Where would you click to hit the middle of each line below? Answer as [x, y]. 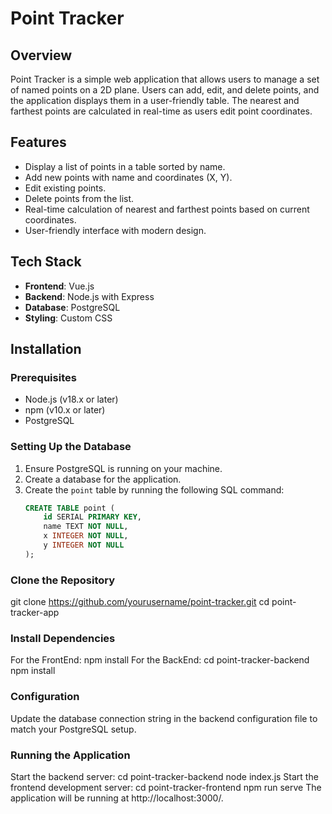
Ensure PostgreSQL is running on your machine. [123, 468]
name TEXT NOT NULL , [86, 527]
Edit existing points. [65, 188]
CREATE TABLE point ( [69, 508]
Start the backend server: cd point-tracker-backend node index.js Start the [164, 777]
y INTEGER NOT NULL [84, 545]
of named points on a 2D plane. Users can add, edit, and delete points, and [165, 90]
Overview [41, 55]
